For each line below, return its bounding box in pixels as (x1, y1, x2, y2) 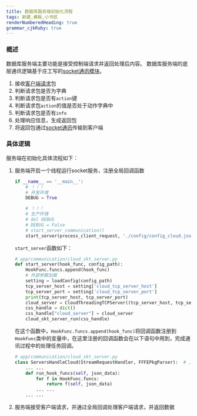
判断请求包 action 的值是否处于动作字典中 (14, 102, 113, 109)
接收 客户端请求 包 (14, 80, 56, 87)
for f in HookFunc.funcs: (36, 375, 99, 382)
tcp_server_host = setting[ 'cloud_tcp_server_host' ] (25, 283, 158, 289)
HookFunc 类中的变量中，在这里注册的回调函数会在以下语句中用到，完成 (14, 335, 186, 342)
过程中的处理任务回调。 (19, 342, 77, 350)
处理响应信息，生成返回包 (14, 116, 77, 123)
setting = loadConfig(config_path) (25, 278, 113, 284)
